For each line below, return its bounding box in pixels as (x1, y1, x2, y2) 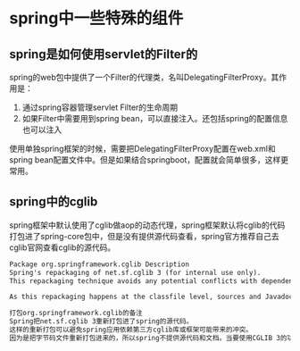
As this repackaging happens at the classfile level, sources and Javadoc (9, 292, 294, 302)
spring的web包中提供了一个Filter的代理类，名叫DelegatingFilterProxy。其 (9, 72, 279, 82)
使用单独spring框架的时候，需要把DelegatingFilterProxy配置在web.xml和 (9, 144, 276, 154)
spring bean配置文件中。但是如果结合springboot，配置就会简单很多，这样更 (9, 155, 289, 165)
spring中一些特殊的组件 (9, 8, 184, 29)
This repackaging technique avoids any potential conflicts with (9, 276, 257, 286)
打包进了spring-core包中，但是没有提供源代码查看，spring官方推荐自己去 (9, 230, 279, 241)
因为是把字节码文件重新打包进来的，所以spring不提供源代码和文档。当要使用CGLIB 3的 (9, 333, 287, 342)
